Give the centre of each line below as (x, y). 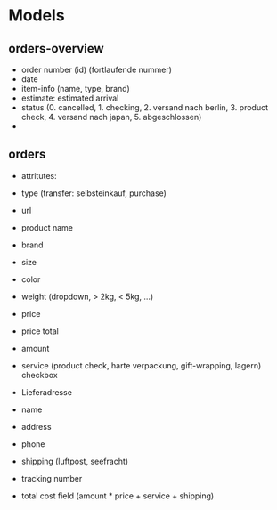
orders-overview (56, 49)
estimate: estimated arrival (70, 98)
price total (40, 331)
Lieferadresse (47, 392)
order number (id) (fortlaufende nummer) (97, 69)
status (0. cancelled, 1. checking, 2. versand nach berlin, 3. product (145, 107)
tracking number (52, 478)
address (36, 426)
